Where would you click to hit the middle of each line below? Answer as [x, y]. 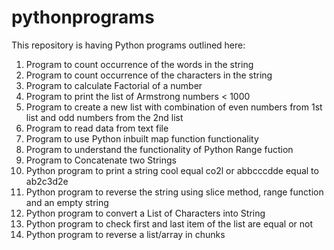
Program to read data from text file [97, 128]
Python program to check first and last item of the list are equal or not [169, 223]
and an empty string [67, 202]
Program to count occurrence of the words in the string [139, 64]
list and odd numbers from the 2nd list [104, 117]
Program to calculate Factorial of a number [114, 85]
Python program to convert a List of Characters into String [145, 213]
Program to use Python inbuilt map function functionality [142, 138]
